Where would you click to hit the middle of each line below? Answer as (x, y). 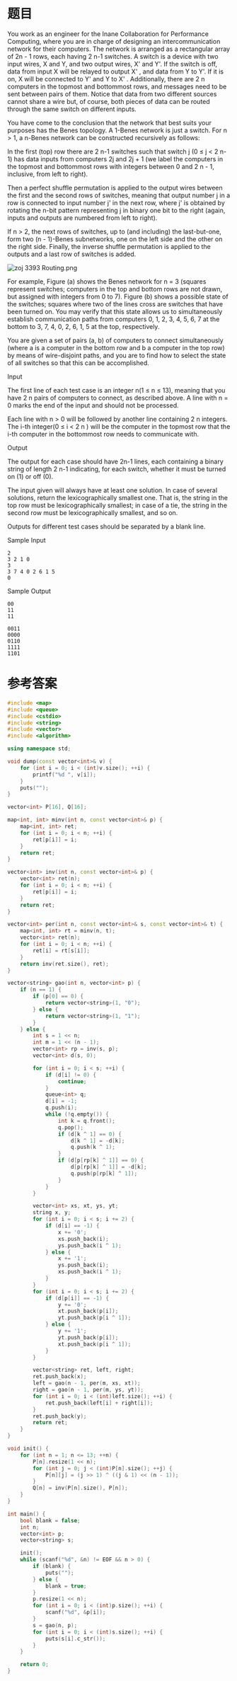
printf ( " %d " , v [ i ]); (65, 775)
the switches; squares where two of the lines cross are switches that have (115, 304)
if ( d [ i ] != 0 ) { (71, 1075)
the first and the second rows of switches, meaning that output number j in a (119, 195)
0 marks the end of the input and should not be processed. (93, 405)
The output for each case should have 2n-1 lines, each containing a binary (116, 461)
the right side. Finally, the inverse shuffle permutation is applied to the (109, 246)
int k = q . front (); (86, 1121)
